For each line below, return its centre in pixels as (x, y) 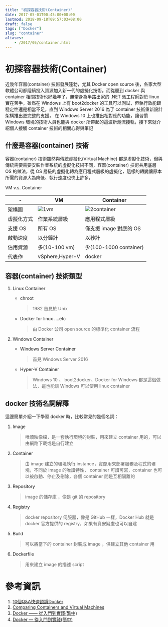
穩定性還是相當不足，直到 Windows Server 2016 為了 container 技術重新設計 (84, 109)
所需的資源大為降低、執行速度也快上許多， (49, 177)
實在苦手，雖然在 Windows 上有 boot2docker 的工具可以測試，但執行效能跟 (83, 103)
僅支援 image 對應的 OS (113, 228)
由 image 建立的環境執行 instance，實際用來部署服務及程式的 (88, 464)
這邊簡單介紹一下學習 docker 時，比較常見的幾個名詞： (62, 416)
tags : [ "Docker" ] (23, 29)
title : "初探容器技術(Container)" (39, 10)
